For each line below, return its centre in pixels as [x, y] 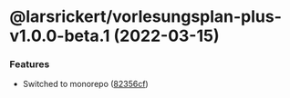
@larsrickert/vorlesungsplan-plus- [146, 17]
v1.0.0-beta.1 [60, 36]
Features [30, 64]
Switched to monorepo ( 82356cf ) [85, 84]
